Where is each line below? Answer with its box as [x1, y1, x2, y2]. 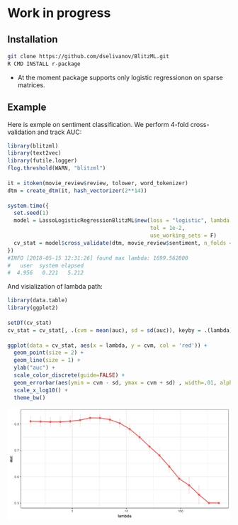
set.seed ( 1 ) [13, 209, 50, 217]
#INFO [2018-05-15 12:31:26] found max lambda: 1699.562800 [7, 254, 189, 262]
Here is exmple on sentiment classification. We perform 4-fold [7, 120, 189, 128]
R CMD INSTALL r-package [7, 60, 81, 67]
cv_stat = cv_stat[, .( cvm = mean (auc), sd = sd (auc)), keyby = [7, 326, 201, 334]
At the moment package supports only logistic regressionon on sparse [17, 73, 223, 82]
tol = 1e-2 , [149, 225, 186, 232]
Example [7, 101, 47, 114]
